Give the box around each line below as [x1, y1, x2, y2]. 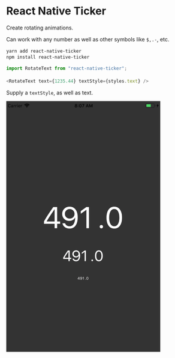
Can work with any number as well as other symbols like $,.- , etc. [6, 35, 170, 43]
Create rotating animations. [6, 24, 74, 31]
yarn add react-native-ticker [6, 48, 82, 54]
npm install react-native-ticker [6, 54, 90, 60]
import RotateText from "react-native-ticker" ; [6, 65, 128, 71]
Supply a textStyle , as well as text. [6, 89, 93, 96]
